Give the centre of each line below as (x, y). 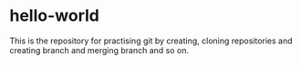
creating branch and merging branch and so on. (99, 50)
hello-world (55, 16)
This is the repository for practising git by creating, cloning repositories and (151, 41)
